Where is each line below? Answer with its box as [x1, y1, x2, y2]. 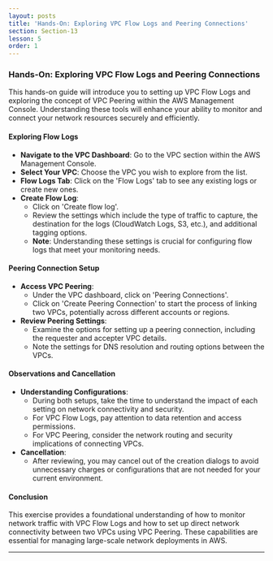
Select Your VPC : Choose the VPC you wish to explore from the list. [19, 167, 248, 177]
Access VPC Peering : [19, 281, 94, 291]
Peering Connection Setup [8, 263, 100, 273]
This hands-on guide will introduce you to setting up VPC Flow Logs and [8, 87, 251, 97]
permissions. [32, 421, 76, 431]
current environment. [32, 473, 103, 483]
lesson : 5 [8, 34, 42, 43]
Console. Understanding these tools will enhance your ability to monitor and [8, 105, 262, 114]
